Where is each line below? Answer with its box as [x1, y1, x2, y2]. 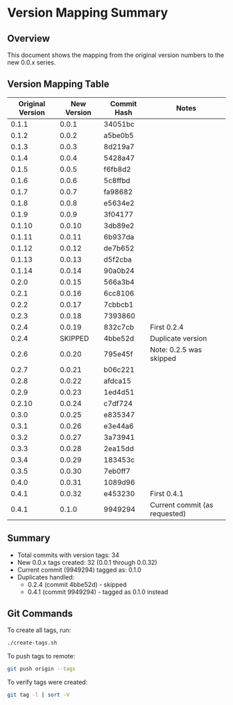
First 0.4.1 [150, 489, 184, 498]
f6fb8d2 [103, 164, 132, 174]
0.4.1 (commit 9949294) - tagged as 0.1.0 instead [27, 588, 169, 596]
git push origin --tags [7, 665, 76, 672]
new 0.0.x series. [7, 58, 56, 67]
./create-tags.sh [7, 640, 58, 647]
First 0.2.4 [150, 322, 184, 332]
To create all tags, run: [7, 626, 71, 634]
